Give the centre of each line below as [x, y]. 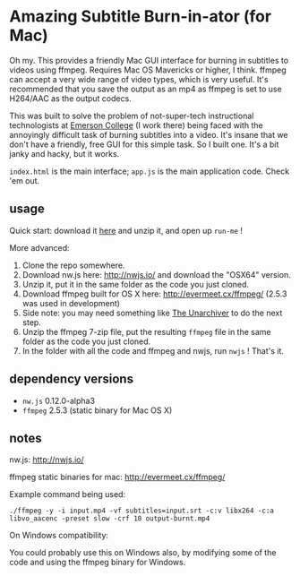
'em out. [25, 180]
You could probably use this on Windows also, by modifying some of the [143, 553]
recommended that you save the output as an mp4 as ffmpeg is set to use [146, 89]
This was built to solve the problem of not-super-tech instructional [132, 116]
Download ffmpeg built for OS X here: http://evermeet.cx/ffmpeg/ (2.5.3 [154, 294]
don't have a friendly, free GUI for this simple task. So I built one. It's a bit [144, 144]
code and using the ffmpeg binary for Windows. [98, 563]
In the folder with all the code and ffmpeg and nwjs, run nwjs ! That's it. [153, 350]
